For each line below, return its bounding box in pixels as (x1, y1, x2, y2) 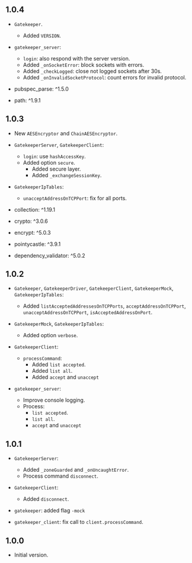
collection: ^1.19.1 (14, 206, 56, 213)
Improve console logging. (23, 396, 85, 404)
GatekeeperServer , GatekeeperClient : (14, 141, 104, 148)
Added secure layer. (31, 165, 81, 172)
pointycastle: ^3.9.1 (14, 240, 61, 248)
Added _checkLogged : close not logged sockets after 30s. (23, 68, 162, 75)
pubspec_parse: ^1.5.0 (14, 85, 69, 92)
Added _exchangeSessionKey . (31, 171, 102, 178)
